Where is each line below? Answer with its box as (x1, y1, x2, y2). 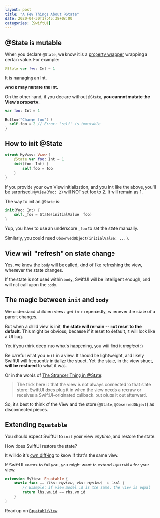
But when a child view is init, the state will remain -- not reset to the (5, 323, 142, 329)
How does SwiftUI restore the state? (5, 443, 77, 449)
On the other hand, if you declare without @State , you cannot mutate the (5, 93, 150, 100)
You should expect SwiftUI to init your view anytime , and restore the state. (5, 433, 156, 439)
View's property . (5, 99, 40, 104)
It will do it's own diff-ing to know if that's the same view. (5, 452, 119, 458)
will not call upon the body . (5, 281, 58, 287)
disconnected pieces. (5, 406, 48, 412)
